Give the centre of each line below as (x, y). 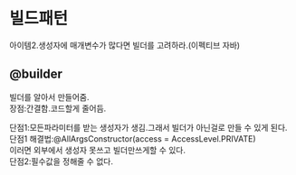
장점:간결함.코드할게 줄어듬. (58, 108)
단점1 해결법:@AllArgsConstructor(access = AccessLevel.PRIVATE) (133, 138)
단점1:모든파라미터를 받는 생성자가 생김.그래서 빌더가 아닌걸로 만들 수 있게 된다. (148, 127)
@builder (36, 74)
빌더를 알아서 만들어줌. (49, 97)
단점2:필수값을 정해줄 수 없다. (61, 161)
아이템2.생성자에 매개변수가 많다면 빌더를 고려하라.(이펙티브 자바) (125, 45)
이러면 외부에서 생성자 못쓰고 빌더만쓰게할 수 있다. (98, 150)
